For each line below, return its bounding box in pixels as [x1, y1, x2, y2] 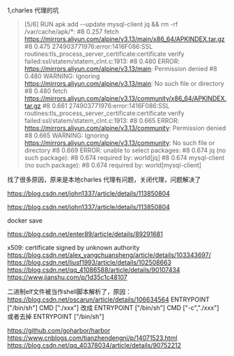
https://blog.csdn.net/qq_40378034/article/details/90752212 [7, 341, 182, 349]
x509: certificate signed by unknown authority [7, 244, 140, 251]
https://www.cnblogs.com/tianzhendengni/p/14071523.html [7, 334, 178, 342]
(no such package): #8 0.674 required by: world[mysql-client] [24, 161, 202, 169]
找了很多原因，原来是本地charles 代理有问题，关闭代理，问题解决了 [7, 175, 201, 184]
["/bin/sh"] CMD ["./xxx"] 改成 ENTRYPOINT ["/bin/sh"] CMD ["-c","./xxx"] [7, 304, 219, 312]
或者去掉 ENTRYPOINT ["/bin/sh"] [7, 313, 104, 320]
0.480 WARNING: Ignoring [24, 72, 100, 80]
